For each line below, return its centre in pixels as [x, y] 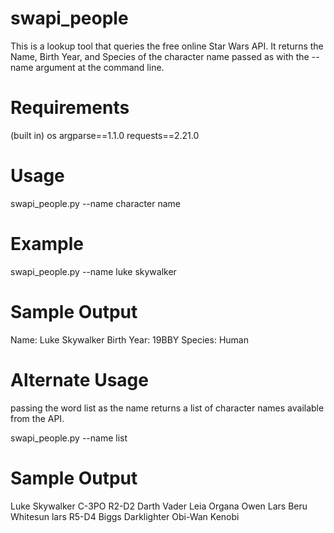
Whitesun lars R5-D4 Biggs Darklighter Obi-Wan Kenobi [125, 516]
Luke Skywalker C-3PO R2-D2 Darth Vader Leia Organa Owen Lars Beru [159, 506]
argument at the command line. [100, 67]
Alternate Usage [79, 379]
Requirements [70, 108]
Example [47, 244]
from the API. [37, 418]
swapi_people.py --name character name [95, 203]
